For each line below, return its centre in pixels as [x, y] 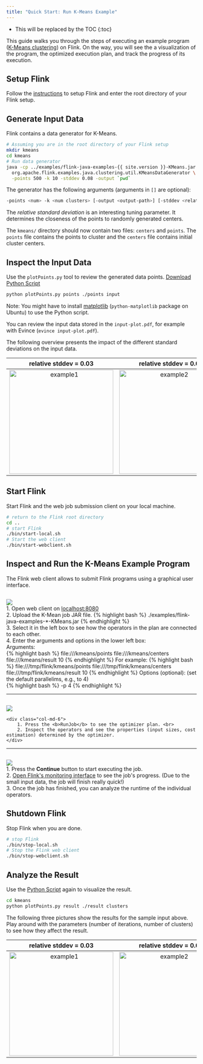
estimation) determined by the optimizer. [60, 735]
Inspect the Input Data [49, 263]
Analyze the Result [43, 875]
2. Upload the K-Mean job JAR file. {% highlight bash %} [76, 614]
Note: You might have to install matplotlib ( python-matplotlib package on [97, 306]
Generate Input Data [45, 119]
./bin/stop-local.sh [32, 845]
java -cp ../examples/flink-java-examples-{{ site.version [82, 167]
